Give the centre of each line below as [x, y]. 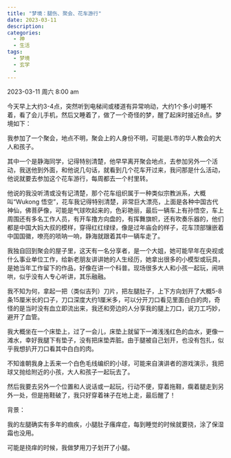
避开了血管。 [25, 316]
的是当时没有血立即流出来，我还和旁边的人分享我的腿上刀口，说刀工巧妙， [118, 308]
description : [26, 26]
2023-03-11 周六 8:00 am [43, 91]
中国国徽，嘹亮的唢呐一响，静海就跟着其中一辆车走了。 [85, 236]
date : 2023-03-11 [32, 20]
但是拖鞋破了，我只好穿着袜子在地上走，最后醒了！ [103, 395]
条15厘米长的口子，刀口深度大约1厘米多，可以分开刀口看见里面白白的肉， [111, 299]
